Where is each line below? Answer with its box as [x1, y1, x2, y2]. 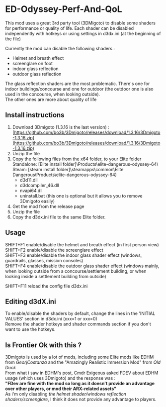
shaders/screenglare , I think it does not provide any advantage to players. [5, 397, 157, 403]
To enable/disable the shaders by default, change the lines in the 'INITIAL [5, 310, 156, 316]
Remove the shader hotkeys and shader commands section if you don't [5, 321, 152, 327]
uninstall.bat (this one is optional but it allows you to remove [19, 193, 143, 199]
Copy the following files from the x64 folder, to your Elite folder [12, 156, 142, 162]
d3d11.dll [19, 177, 38, 183]
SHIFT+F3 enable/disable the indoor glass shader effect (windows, [5, 252, 142, 258]
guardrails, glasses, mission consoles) [5, 257, 83, 263]
